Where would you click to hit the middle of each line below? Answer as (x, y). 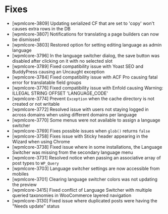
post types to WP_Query (35, 163)
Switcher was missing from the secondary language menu (72, 152)
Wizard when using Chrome (41, 141)
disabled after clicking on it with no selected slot (62, 61)
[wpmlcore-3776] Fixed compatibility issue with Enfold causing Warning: (88, 88)
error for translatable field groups (47, 82)
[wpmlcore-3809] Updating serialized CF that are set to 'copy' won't (83, 23)
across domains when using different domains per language (74, 114)
